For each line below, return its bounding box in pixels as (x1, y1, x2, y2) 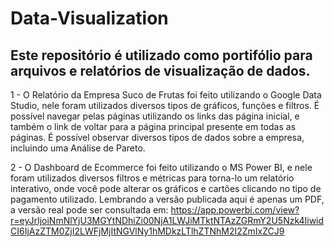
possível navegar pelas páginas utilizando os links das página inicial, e (10, 110, 300, 122)
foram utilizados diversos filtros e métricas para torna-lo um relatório (10, 172, 295, 184)
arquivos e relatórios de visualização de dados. (10, 62, 311, 79)
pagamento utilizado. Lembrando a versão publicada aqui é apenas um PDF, (10, 193, 325, 205)
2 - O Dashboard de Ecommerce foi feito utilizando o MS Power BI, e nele (10, 162, 313, 173)
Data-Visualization (10, 7, 169, 30)
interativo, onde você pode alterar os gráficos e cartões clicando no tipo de (10, 183, 322, 194)
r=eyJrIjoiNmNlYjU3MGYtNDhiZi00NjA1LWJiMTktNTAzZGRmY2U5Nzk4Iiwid (10, 215, 325, 226)
